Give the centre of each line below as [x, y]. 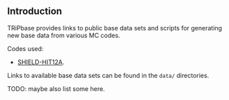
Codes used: [25, 48]
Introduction [35, 11]
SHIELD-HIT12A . [41, 62]
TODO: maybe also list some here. [56, 88]
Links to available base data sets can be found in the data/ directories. [108, 75]
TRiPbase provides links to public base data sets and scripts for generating [115, 28]
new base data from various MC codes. [64, 35]
